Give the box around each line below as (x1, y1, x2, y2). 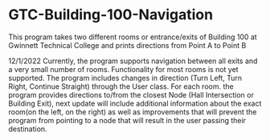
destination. (8, 124, 47, 134)
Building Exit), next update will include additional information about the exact (8, 98, 262, 108)
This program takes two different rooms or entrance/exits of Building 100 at (8, 32, 257, 42)
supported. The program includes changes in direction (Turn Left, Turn (8, 73, 243, 82)
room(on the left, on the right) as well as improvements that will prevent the (8, 106, 257, 117)
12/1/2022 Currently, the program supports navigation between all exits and (8, 56, 258, 66)
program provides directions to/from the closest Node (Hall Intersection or (8, 90, 255, 99)
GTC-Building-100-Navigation (8, 6, 214, 24)
